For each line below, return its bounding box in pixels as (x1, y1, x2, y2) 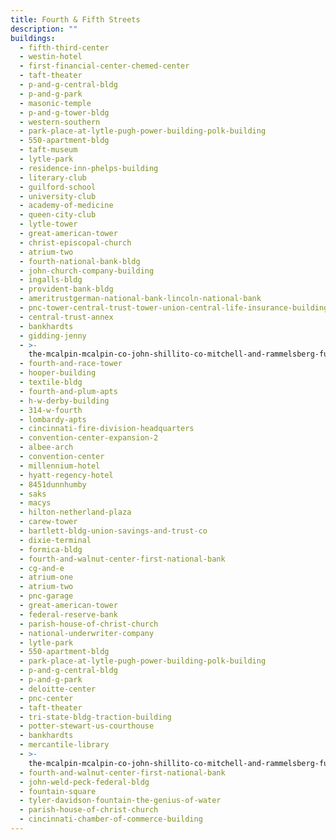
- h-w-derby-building (19, 396, 110, 406)
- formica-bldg (19, 544, 83, 555)
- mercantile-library (19, 740, 110, 750)
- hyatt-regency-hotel (19, 470, 114, 480)
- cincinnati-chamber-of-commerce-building (19, 814, 203, 825)
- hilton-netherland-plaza (19, 507, 132, 518)
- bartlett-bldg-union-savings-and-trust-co (19, 526, 208, 536)
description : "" (10, 24, 78, 34)
